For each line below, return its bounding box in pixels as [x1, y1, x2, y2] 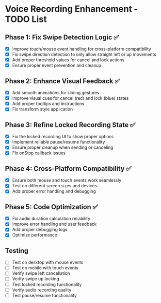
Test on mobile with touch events [12, 265, 79, 271]
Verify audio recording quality [12, 287, 72, 293]
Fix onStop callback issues [12, 150, 65, 156]
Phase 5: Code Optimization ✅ [5, 203, 98, 211]
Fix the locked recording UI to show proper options [12, 134, 114, 140]
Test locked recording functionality [12, 281, 82, 287]
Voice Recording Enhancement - [5, 3, 138, 15]
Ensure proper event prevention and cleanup [12, 62, 102, 69]
